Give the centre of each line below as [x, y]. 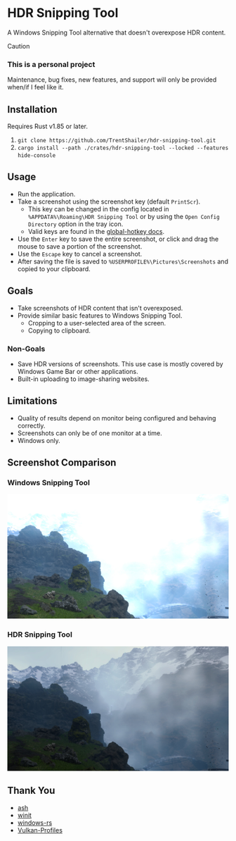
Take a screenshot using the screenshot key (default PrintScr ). [109, 201]
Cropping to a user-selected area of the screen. [97, 323]
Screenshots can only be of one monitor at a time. [90, 433]
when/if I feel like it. [36, 87]
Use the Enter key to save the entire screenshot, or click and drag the [118, 239]
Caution [19, 46]
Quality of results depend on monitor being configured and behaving [117, 418]
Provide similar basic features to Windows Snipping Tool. [100, 316]
